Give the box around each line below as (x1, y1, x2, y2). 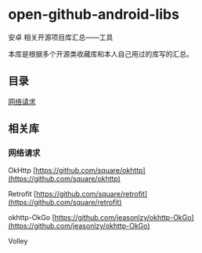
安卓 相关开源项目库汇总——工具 (8, 32, 114, 42)
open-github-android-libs (8, 5, 180, 24)
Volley (8, 236, 28, 246)
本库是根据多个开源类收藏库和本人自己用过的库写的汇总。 (8, 49, 193, 58)
